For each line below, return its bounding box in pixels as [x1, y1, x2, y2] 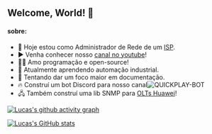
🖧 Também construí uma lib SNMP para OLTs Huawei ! [17, 89, 177, 97]
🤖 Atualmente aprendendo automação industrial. [17, 65, 160, 74]
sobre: [7, 26, 27, 35]
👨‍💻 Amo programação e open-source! [17, 57, 129, 66]
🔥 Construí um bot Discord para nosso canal [17, 80, 147, 89]
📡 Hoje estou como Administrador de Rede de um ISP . [17, 43, 176, 51]
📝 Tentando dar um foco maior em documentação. [17, 72, 165, 82]
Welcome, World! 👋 [7, 7, 94, 19]
